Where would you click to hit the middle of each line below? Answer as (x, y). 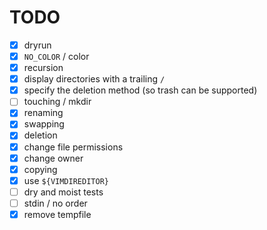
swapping (44, 124)
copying (40, 169)
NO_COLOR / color (56, 56)
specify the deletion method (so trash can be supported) (140, 90)
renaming (43, 113)
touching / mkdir (57, 102)
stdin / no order (55, 203)
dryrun (37, 45)
